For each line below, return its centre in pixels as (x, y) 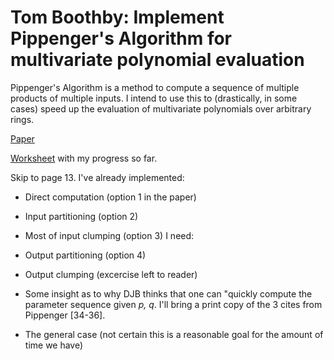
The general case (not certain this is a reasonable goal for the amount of (174, 334)
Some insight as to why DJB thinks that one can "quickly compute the (168, 293)
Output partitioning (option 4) (85, 255)
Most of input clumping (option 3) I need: (109, 235)
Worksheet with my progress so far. (84, 158)
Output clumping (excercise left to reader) (111, 274)
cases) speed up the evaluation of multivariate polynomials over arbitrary (161, 108)
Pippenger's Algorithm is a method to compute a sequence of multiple (155, 87)
